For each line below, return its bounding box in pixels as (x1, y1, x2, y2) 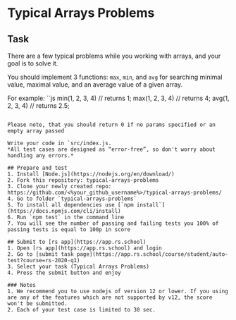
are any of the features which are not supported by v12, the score (7, 294, 213, 301)
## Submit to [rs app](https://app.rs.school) (7, 238, 147, 245)
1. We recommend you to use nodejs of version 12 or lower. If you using (7, 288, 229, 295)
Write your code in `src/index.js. (7, 140, 112, 147)
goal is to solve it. (7, 59, 58, 68)
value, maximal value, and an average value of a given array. (7, 80, 183, 89)
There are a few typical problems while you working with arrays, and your (7, 51, 221, 60)
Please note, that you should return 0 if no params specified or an (7, 121, 216, 128)
